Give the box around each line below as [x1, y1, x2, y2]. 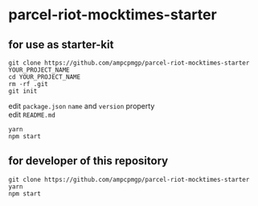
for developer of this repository [8, 154, 169, 168]
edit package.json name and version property [8, 101, 155, 110]
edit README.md [8, 110, 56, 119]
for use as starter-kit [8, 38, 114, 51]
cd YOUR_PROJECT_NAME [8, 73, 81, 81]
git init [8, 87, 38, 95]
